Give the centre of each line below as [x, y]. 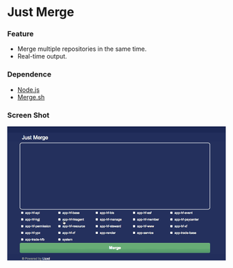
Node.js [28, 89]
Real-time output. [42, 56]
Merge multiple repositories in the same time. [82, 49]
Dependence [29, 74]
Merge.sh [31, 97]
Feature [20, 34]
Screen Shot [28, 115]
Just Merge [41, 12]
